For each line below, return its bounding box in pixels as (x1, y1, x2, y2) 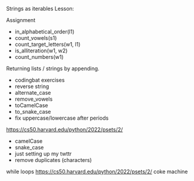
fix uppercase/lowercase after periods (14, 114, 109, 121)
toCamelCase (14, 102, 49, 109)
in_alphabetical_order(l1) (14, 28, 75, 35)
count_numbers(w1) (14, 54, 64, 60)
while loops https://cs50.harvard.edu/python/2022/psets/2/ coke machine (6, 168, 188, 175)
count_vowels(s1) (14, 35, 57, 41)
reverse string (14, 83, 49, 90)
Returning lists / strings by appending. (6, 65, 100, 72)
